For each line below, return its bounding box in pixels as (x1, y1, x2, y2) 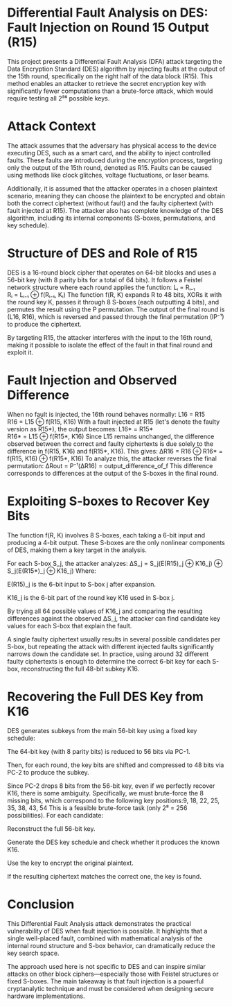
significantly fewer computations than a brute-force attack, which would (7, 87, 213, 95)
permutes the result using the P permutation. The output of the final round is (7, 305, 225, 313)
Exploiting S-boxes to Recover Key (7, 493, 210, 509)
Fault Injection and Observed (7, 372, 177, 388)
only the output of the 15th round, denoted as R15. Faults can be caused (7, 163, 213, 171)
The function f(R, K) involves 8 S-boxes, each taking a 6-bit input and (7, 531, 206, 539)
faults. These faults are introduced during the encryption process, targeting (7, 156, 223, 164)
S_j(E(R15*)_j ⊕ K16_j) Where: (7, 567, 97, 575)
